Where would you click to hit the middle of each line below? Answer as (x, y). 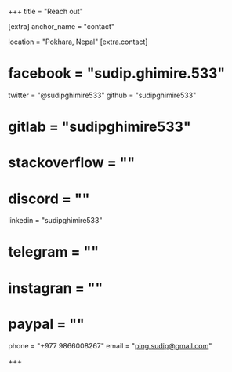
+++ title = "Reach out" (46, 11)
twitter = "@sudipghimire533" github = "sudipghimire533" (102, 95)
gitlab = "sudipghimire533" (100, 127)
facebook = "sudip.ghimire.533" (117, 73)
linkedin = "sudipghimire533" (55, 221)
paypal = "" (46, 324)
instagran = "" (56, 288)
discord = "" (49, 199)
